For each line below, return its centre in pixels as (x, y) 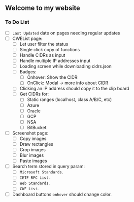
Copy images (33, 138)
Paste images (33, 161)
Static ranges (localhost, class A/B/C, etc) (69, 100)
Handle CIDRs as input (42, 55)
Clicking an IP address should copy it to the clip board (74, 89)
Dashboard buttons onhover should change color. (62, 194)
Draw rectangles (36, 144)
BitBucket (37, 127)
